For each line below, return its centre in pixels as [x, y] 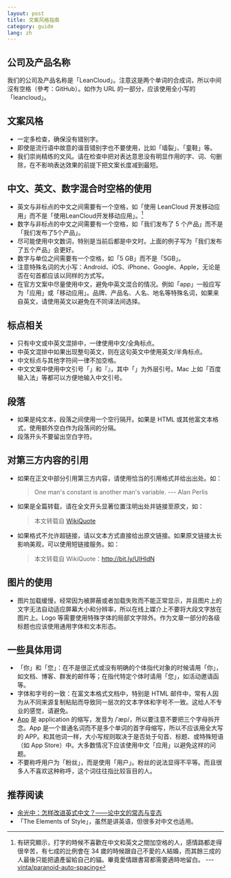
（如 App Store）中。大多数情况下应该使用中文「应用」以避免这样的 [113, 745]
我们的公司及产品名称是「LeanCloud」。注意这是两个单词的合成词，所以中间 [114, 81]
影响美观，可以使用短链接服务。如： [68, 544]
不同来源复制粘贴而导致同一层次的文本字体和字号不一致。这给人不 [123, 702]
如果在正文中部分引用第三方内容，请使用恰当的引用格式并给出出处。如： [119, 478]
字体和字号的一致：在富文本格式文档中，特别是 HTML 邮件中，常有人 [115, 693]
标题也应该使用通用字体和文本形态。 [68, 626]
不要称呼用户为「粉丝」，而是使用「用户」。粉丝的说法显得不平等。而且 [117, 762]
